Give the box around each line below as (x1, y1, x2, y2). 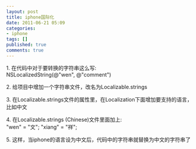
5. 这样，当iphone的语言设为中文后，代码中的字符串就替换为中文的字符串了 (6, 136, 191, 143)
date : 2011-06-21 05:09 (6, 20, 66, 26)
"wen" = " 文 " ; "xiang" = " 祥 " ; (6, 123, 77, 131)
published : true (6, 42, 46, 48)
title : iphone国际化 (6, 14, 55, 20)
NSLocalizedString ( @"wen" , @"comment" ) (6, 71, 111, 78)
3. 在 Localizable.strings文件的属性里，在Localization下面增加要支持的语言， (6, 96, 192, 103)
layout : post (6, 8, 39, 15)
